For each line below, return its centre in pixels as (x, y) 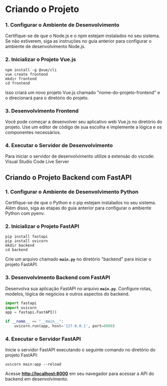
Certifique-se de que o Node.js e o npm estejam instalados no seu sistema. (83, 36)
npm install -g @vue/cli (31, 70)
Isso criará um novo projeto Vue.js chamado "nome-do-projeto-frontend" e (82, 92)
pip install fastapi (27, 237)
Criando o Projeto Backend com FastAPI (68, 177)
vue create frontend (27, 74)
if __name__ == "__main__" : (34, 321)
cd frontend (17, 83)
